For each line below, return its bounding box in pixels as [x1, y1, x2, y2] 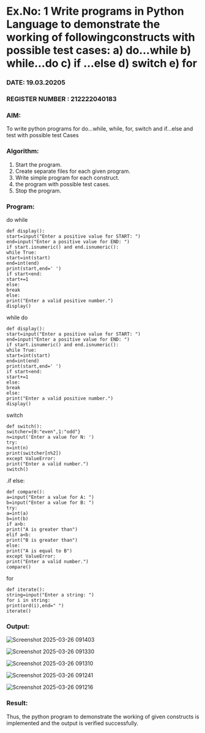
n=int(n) [6, 444, 29, 451]
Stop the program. [15, 187, 62, 194]
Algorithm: [6, 147, 39, 156]
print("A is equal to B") [6, 547, 72, 554]
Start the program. [15, 161, 62, 168]
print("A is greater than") [6, 526, 78, 533]
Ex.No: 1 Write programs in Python [6, 4, 185, 18]
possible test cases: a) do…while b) [6, 44, 192, 58]
